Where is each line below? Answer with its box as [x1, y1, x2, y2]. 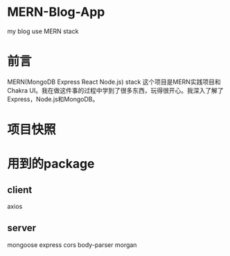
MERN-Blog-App [7, 4, 105, 20]
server [7, 222, 37, 234]
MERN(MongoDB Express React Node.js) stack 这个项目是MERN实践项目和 [7, 77, 221, 86]
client [7, 184, 33, 196]
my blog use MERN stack [7, 27, 79, 35]
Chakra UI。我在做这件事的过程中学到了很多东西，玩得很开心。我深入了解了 [7, 86, 224, 94]
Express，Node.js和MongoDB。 [7, 95, 99, 103]
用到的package [7, 156, 95, 172]
